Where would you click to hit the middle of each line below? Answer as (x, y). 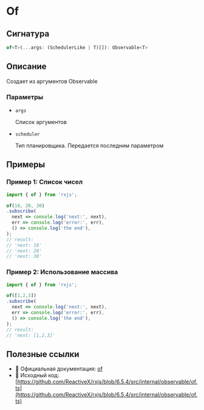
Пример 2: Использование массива (62, 272)
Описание (26, 67)
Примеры (26, 165)
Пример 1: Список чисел (45, 182)
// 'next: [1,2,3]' (31, 335)
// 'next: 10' (24, 245)
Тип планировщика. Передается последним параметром (89, 145)
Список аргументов (41, 122)
